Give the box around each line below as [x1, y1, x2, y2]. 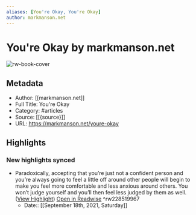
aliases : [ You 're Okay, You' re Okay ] [6, 8, 101, 15]
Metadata [6, 78, 43, 88]
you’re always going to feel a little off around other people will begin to [14, 176, 191, 183]
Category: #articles [14, 107, 63, 114]
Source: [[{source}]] [14, 113, 66, 121]
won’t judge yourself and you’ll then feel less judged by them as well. [14, 188, 187, 196]
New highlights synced [6, 156, 75, 164]
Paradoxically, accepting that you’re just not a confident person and [14, 169, 184, 176]
